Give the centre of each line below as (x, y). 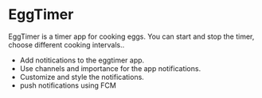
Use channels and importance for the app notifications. (110, 68)
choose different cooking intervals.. (66, 44)
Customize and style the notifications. (82, 77)
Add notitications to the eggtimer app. (82, 60)
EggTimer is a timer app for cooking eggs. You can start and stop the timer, (131, 36)
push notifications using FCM (68, 85)
